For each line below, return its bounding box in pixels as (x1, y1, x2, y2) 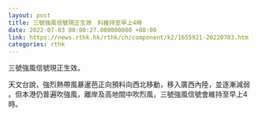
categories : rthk (8, 41, 65, 49)
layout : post (8, 11, 51, 20)
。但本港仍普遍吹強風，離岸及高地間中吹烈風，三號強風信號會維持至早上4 (8, 89, 249, 99)
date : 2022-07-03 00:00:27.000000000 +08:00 (8, 26, 157, 34)
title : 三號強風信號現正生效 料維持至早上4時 (8, 19, 143, 27)
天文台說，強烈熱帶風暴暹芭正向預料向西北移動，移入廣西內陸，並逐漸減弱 (8, 80, 250, 89)
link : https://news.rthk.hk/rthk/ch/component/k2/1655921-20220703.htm (8, 33, 249, 42)
